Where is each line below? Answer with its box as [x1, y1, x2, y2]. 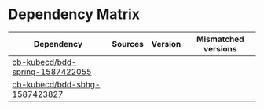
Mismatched [196, 34, 245, 44]
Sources [112, 38, 144, 49]
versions [203, 43, 237, 54]
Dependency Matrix [8, 5, 140, 23]
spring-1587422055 [12, 66, 92, 77]
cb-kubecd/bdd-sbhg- [12, 79, 101, 90]
